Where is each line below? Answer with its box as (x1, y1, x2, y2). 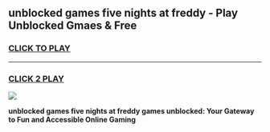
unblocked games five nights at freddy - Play (8, 6, 239, 20)
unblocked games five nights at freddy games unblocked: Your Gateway (8, 106, 255, 115)
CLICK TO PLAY (8, 43, 71, 54)
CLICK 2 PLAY (8, 73, 64, 84)
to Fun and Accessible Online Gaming (8, 114, 137, 124)
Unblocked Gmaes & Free (8, 19, 137, 33)
